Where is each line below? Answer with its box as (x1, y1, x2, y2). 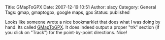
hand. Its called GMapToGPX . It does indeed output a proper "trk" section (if (5, 24, 160, 30)
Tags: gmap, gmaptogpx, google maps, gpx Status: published (5, 9, 130, 15)
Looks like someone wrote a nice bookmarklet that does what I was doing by (5, 19, 161, 25)
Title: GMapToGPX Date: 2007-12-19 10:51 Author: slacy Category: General (5, 4, 156, 10)
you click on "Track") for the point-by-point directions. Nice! (5, 30, 127, 35)
